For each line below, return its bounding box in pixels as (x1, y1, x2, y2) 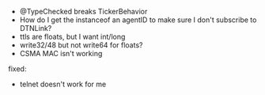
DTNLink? (19, 24, 52, 32)
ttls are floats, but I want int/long (19, 32, 126, 41)
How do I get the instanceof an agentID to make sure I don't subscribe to (19, 15, 257, 25)
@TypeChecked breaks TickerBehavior (19, 7, 148, 16)
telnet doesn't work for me (19, 79, 107, 89)
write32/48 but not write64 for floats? (19, 40, 143, 50)
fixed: (8, 64, 27, 74)
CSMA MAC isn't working (19, 49, 103, 58)
